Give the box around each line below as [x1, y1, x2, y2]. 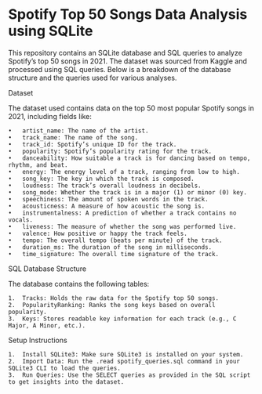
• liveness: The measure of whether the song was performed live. [8, 222, 237, 230]
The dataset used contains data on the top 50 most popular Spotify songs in [8, 103, 255, 113]
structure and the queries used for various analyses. [8, 73, 177, 82]
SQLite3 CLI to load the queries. [8, 364, 122, 372]
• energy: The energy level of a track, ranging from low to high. [8, 168, 241, 175]
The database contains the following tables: [8, 279, 150, 288]
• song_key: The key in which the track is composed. [8, 175, 195, 183]
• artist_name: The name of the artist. [8, 127, 149, 135]
